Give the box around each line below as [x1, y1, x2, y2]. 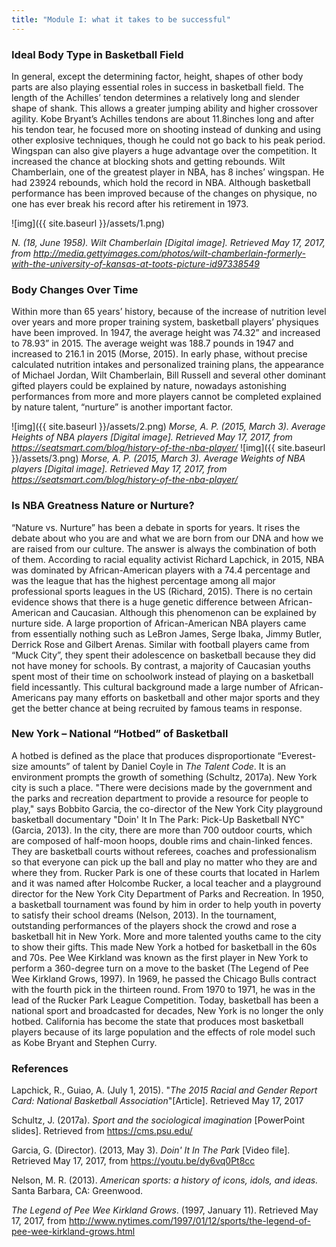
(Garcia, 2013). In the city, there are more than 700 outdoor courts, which [11, 824, 313, 836]
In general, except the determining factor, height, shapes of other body [11, 70, 304, 82]
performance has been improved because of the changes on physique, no [11, 187, 318, 199]
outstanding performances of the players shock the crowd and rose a [11, 919, 298, 931]
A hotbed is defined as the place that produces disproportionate [11, 749, 276, 761]
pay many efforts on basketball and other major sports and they [57, 691, 321, 703]
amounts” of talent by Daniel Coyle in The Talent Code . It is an [30, 760, 287, 772]
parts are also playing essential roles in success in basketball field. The [11, 81, 304, 93]
